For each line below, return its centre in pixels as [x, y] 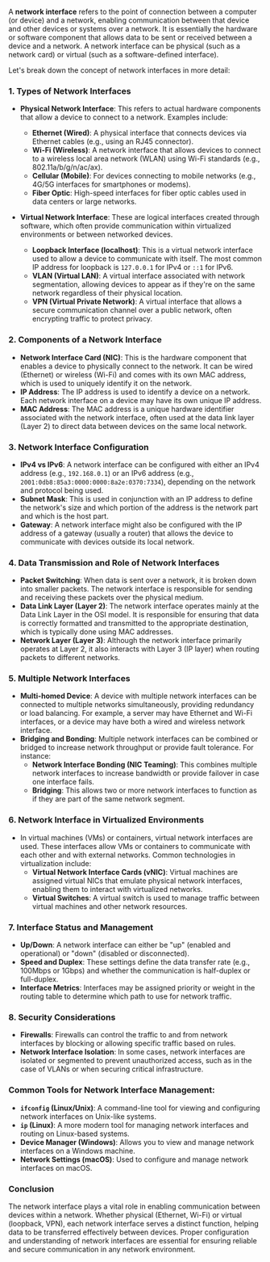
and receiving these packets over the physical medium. [112, 598]
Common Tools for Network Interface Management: [112, 1090]
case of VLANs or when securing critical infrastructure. [112, 1069]
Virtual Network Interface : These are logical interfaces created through [139, 217]
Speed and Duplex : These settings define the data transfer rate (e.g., [135, 962]
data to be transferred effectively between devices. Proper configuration [129, 1232]
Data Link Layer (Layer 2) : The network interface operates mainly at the [139, 606]
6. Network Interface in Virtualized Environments [106, 820]
